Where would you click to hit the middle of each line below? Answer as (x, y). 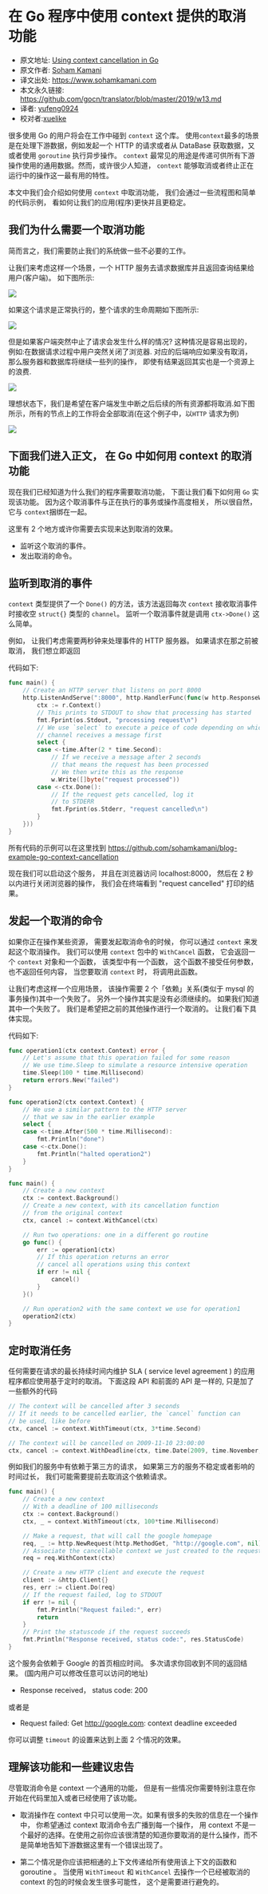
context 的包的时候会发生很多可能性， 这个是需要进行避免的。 (122, 1881)
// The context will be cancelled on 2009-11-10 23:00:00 (106, 1443)
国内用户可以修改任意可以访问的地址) (88, 1673)
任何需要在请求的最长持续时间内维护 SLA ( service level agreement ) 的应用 (132, 1372)
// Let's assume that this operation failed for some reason (126, 1058)
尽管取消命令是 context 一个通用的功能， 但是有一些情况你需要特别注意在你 (132, 1788)
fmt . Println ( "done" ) (71, 1139)
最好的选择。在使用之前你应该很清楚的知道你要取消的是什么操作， (135, 1835)
